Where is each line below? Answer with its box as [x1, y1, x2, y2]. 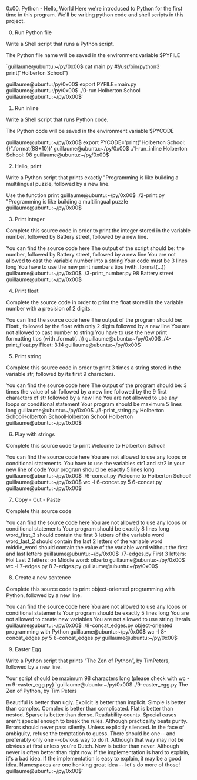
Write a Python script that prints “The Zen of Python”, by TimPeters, [6, 657, 171, 664]
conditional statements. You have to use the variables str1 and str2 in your [6, 460, 185, 466]
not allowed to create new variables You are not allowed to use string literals [6, 616, 191, 622]
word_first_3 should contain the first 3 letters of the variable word [6, 532, 165, 538]
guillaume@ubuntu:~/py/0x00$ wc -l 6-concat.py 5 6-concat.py [6, 479, 162, 485]
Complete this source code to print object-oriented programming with [6, 585, 175, 592]
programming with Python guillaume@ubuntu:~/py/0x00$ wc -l [6, 628, 160, 635]
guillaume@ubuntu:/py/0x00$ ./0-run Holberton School [6, 87, 141, 94]
